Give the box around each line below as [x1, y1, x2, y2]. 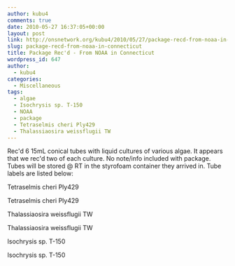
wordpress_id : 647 [7, 56, 61, 63]
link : [7, 36, 23, 44]
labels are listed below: [7, 169, 73, 178]
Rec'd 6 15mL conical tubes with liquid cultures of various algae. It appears [7, 147, 223, 155]
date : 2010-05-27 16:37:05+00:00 [7, 23, 105, 30]
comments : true [7, 17, 52, 24]
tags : [7, 88, 23, 95]
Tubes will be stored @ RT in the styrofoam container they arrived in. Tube [7, 162, 222, 171]
